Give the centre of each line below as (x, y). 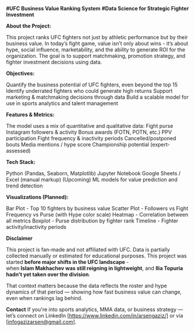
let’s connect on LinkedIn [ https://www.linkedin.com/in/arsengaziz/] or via (95, 316)
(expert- (160, 144)
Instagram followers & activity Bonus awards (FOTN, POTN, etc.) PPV (89, 132)
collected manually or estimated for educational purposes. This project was (97, 256)
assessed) (18, 151)
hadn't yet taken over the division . (48, 274)
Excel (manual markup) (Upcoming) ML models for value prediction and (92, 180)
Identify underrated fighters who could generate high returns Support (89, 91)
